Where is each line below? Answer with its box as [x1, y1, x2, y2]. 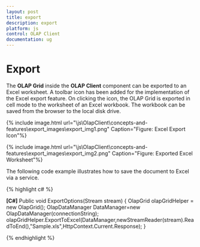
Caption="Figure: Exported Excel [111, 150, 193, 157]
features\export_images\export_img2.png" [6, 150, 111, 157]
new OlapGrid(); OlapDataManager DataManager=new [6, 203, 141, 211]
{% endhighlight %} [6, 234, 55, 241]
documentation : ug [6, 36, 52, 42]
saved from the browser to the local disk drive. [6, 107, 122, 114]
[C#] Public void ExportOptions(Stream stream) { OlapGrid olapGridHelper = [6, 197, 194, 204]
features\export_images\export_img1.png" [6, 125, 110, 132]
